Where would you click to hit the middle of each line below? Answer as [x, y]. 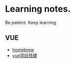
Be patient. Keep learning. [31, 22]
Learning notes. [38, 9]
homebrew [23, 49]
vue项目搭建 [25, 55]
